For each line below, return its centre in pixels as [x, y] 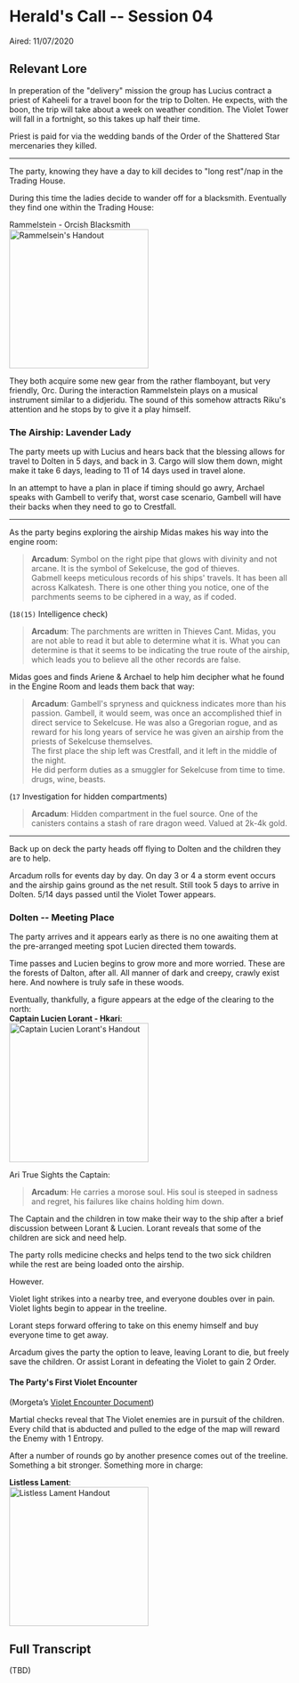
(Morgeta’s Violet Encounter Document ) [82, 1402]
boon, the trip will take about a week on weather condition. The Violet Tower [149, 109]
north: [20, 1009]
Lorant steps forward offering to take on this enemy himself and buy [134, 1326]
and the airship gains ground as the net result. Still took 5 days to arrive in [144, 885]
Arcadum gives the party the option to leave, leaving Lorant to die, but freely [149, 1352]
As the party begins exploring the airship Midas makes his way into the [139, 532]
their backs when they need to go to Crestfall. [93, 507]
